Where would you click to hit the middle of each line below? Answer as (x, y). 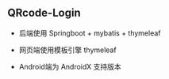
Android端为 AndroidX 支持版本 (70, 66)
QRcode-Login (44, 13)
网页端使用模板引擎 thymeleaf (67, 50)
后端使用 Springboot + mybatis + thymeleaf (90, 33)
